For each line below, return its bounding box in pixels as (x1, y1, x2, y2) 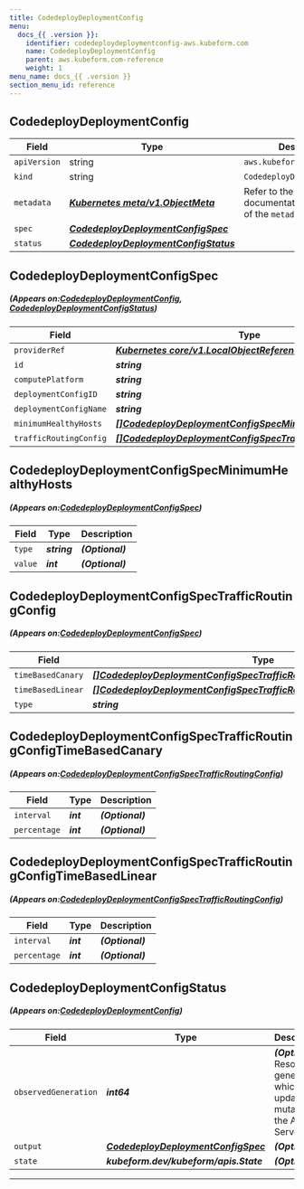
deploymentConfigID (14, 389, 98, 399)
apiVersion (14, 157, 61, 167)
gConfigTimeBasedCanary (9, 742, 163, 758)
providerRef (14, 344, 66, 355)
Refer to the (243, 185, 294, 198)
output (14, 1141, 43, 1151)
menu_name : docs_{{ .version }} (9, 72, 131, 81)
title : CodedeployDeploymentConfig (9, 13, 144, 23)
